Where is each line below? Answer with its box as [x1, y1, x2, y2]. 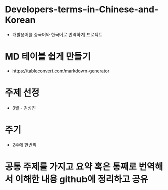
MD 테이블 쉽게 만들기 [5, 51, 91, 62]
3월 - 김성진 [12, 105, 36, 111]
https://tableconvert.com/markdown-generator [12, 68, 110, 74]
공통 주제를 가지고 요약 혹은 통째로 [5, 161, 137, 172]
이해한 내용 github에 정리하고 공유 [15, 173, 149, 185]
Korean [5, 14, 36, 26]
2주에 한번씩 [12, 142, 37, 148]
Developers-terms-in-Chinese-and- [5, 4, 159, 15]
